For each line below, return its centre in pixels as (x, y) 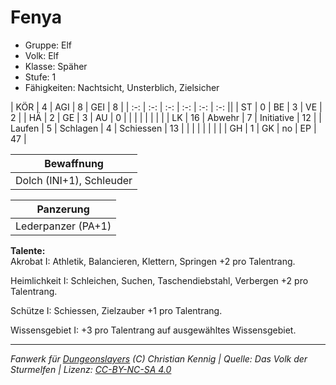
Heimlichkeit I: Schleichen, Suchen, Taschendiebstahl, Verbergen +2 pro (159, 280)
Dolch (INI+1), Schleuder (74, 180)
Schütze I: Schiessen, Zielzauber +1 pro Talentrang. (116, 310)
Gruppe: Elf (48, 45)
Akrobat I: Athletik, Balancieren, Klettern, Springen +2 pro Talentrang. (153, 261)
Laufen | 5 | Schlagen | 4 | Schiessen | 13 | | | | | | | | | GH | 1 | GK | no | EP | (163, 128)
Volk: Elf (42, 55)
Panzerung (63, 209)
